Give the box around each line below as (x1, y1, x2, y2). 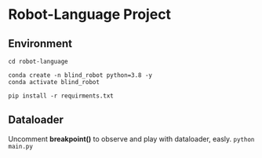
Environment (8, 37, 73, 50)
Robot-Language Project (8, 6, 171, 24)
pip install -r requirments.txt (8, 92, 114, 100)
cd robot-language (8, 57, 68, 65)
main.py (8, 142, 34, 150)
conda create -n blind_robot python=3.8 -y (8, 72, 153, 79)
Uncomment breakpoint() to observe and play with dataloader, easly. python (8, 134, 255, 143)
